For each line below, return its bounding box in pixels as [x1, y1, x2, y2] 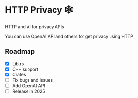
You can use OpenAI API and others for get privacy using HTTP [5, 33, 134, 39]
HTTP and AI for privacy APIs [5, 24, 65, 30]
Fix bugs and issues [12, 77, 53, 83]
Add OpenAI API [12, 83, 45, 89]
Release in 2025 [12, 88, 45, 94]
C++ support [12, 66, 38, 72]
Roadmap [5, 48, 35, 56]
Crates [12, 72, 26, 77]
